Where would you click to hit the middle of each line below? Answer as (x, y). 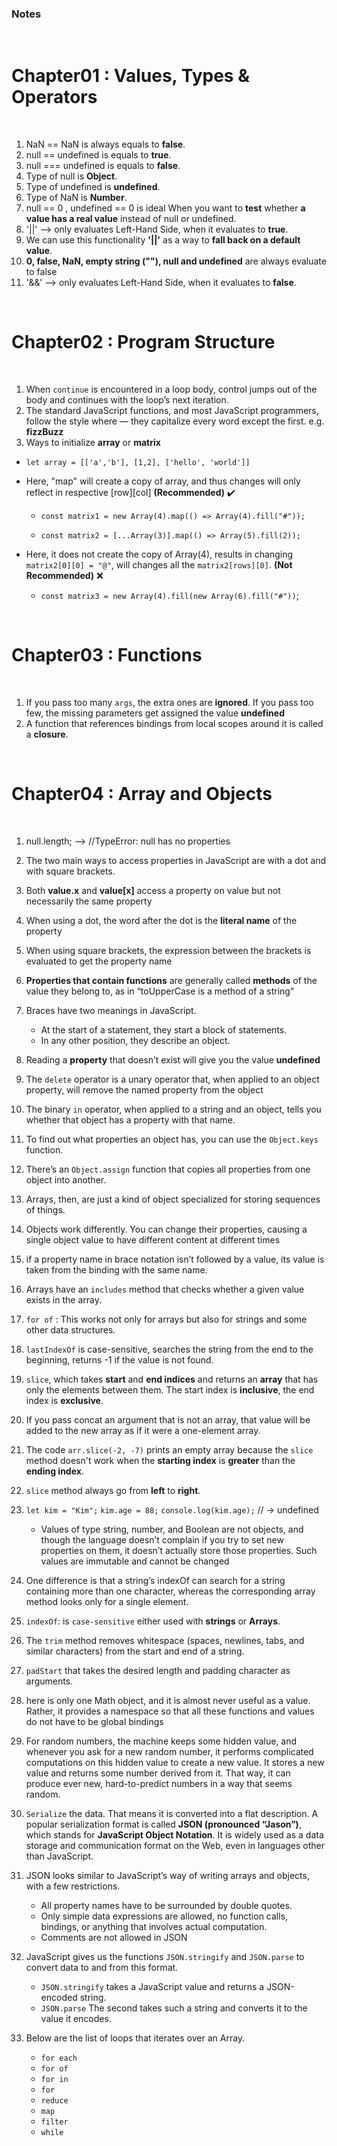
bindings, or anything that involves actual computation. (154, 1927)
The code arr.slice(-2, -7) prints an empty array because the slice (169, 1450)
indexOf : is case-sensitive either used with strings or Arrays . (153, 1621)
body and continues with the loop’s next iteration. (127, 400)
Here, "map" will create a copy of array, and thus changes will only (163, 481)
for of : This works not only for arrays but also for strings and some (166, 1319)
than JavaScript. (59, 1856)
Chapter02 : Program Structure (143, 342)
